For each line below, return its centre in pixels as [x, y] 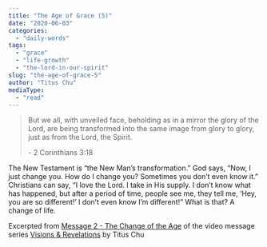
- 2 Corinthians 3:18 [60, 153]
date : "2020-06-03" [41, 23]
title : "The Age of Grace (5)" [60, 16]
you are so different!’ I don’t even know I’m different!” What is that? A [122, 202]
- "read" [30, 98]
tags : [17, 46]
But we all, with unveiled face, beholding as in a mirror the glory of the [143, 120]
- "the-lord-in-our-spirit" [62, 68]
